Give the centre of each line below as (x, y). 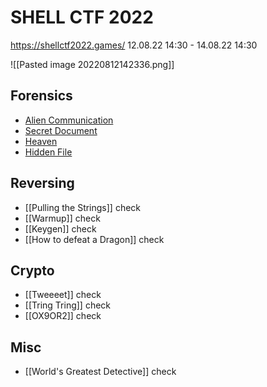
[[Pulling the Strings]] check (83, 207)
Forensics (41, 96)
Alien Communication (69, 120)
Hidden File (48, 152)
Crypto (32, 270)
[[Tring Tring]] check (68, 305)
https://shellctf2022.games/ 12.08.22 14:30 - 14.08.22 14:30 (134, 45)
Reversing (42, 183)
